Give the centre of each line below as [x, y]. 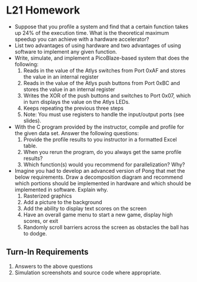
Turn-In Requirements [47, 252]
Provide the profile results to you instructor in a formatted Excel [100, 139]
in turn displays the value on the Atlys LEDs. [77, 101]
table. [30, 146]
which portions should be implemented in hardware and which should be [103, 183]
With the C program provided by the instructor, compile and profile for [99, 127]
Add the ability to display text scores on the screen [85, 208]
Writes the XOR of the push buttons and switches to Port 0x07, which [107, 96]
